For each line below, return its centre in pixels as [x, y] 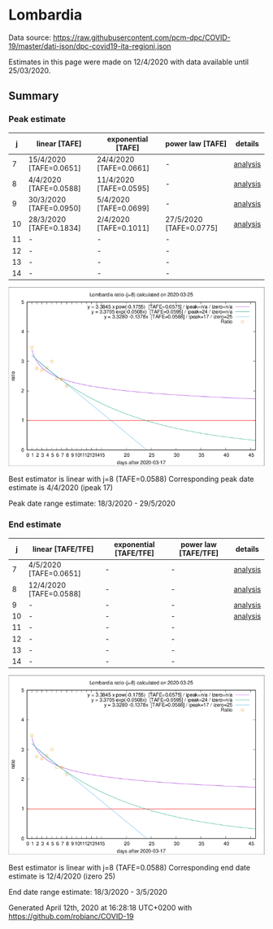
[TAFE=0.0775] [192, 228]
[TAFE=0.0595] [123, 188]
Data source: [30, 37]
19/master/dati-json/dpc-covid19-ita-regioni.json [90, 46]
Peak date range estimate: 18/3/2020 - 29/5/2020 [92, 504]
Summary [34, 96]
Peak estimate [37, 119]
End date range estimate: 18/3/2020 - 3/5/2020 [88, 892]
